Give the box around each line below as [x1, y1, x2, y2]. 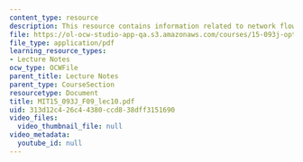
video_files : [9, 113, 59, 122]
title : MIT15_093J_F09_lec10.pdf [9, 96, 135, 106]
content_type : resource [9, 13, 99, 22]
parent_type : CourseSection [9, 80, 115, 89]
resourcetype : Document [9, 88, 99, 97]
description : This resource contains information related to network [9, 22, 277, 31]
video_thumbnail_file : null [17, 122, 124, 131]
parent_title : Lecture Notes [9, 72, 119, 81]
